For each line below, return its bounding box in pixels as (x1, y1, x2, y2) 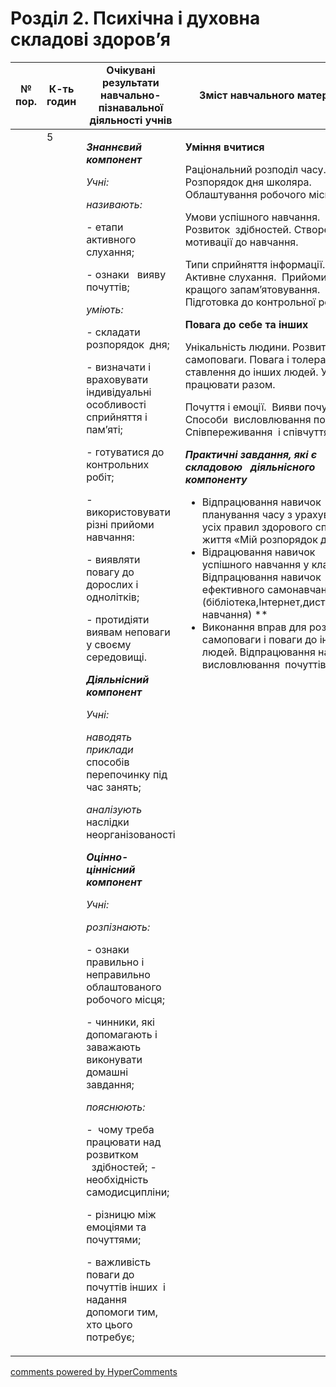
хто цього (86, 1317, 133, 1331)
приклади (86, 742, 134, 756)
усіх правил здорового (201, 520, 313, 534)
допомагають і (86, 1027, 158, 1041)
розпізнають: (86, 920, 151, 934)
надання (86, 1292, 128, 1306)
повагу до (86, 565, 135, 579)
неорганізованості (86, 827, 176, 841)
